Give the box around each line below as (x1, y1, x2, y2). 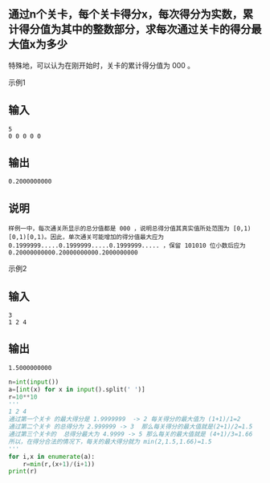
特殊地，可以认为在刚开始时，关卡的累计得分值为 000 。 (8, 60, 195, 70)
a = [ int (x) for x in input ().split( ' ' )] (8, 385, 146, 393)
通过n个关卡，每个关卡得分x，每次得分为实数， (8, 7, 243, 22)
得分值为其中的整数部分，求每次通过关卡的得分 (18, 22, 252, 36)
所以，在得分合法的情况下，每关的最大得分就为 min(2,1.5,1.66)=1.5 (8, 437, 212, 445)
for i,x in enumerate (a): (8, 453, 95, 461)
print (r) (8, 468, 38, 476)
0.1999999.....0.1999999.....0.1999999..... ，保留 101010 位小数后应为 (8, 241, 247, 250)
